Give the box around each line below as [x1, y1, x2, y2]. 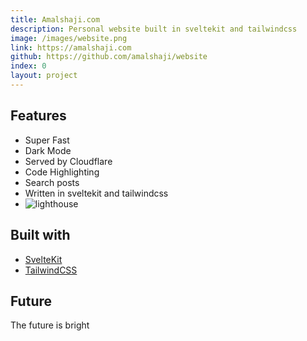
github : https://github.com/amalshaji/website [10, 52, 208, 62]
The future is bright [10, 319, 90, 331]
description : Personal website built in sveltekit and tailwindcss [10, 24, 298, 34]
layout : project [10, 71, 78, 81]
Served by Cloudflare [24, 155, 113, 167]
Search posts [24, 176, 80, 188]
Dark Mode [24, 144, 72, 156]
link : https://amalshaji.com [10, 42, 132, 53]
